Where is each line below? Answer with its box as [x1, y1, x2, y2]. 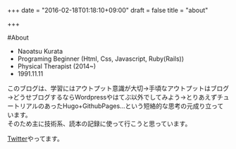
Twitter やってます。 [7, 134, 63, 143]
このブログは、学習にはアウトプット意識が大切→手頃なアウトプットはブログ [7, 84, 230, 93]
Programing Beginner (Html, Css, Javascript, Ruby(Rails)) [17, 54, 185, 63]
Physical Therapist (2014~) [17, 62, 97, 70]
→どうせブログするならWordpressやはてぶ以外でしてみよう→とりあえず [7, 93, 217, 101]
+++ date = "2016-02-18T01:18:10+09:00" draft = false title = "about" [7, 6, 209, 14]
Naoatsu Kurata [17, 47, 63, 55]
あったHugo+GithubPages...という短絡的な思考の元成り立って [44, 102, 224, 110]
